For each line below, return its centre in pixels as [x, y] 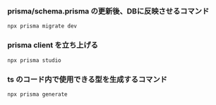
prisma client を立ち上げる [53, 45]
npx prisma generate [38, 94]
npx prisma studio [34, 60]
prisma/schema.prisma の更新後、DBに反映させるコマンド [108, 11]
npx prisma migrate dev [42, 26]
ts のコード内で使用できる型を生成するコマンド [88, 79]
